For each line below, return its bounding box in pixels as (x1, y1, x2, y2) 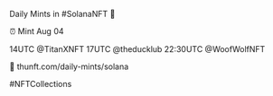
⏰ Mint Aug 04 (9, 26, 65, 36)
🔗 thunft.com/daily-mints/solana (9, 61, 129, 72)
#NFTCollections (9, 79, 72, 89)
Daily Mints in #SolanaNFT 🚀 (9, 9, 116, 19)
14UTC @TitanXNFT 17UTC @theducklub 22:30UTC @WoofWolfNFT (9, 44, 266, 54)
